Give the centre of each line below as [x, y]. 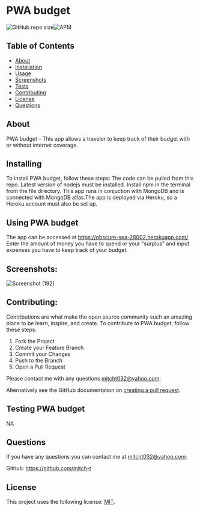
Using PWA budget [42, 223]
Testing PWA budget [46, 409]
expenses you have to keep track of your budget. [67, 250]
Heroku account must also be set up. [52, 204]
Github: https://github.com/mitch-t [49, 468]
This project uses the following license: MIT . [61, 502]
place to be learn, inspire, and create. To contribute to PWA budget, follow [98, 323]
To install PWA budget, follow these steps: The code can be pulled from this [100, 179]
